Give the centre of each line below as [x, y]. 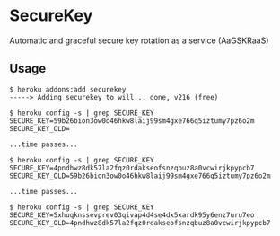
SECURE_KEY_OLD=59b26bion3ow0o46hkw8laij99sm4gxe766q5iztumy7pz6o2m [140, 176]
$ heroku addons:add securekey [68, 89]
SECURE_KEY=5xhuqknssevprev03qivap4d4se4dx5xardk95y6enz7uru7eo [132, 215]
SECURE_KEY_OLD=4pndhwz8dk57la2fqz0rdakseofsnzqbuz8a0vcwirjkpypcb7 [140, 223]
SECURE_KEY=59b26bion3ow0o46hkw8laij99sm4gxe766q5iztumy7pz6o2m [132, 121]
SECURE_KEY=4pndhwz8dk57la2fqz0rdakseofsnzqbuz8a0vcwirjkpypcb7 [132, 168]
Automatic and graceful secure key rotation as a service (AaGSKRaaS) [139, 40]
